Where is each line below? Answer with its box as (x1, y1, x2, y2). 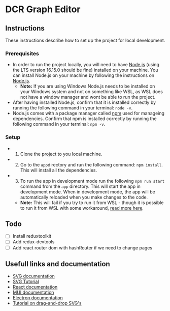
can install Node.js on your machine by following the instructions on (12, 72, 155, 78)
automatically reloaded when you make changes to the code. (20, 194, 148, 200)
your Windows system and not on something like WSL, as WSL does (20, 89, 163, 95)
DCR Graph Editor (5, 4, 81, 15)
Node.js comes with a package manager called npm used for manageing (12, 110, 165, 117)
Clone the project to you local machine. (20, 151, 103, 157)
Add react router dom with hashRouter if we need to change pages (12, 244, 153, 250)
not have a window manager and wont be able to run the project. (20, 94, 156, 100)
